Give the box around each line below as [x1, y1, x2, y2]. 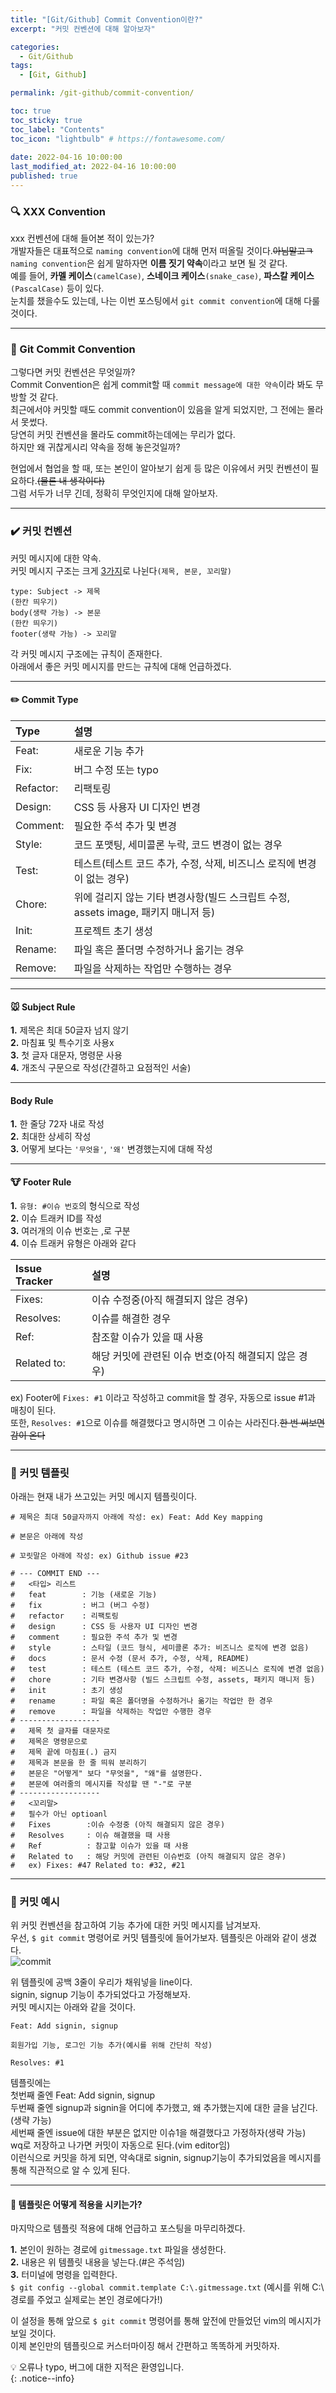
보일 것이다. [10, 2327, 57, 2340]
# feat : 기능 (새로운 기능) [10, 1589, 158, 1600]
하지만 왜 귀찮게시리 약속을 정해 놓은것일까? [10, 441, 181, 453]
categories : [10, 42, 60, 52]
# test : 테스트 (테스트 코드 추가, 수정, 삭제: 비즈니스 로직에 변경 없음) [10, 1664, 325, 1674]
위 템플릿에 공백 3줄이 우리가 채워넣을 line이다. [10, 1976, 193, 1988]
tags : [10, 61, 33, 71]
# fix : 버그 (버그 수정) [10, 1600, 151, 1610]
